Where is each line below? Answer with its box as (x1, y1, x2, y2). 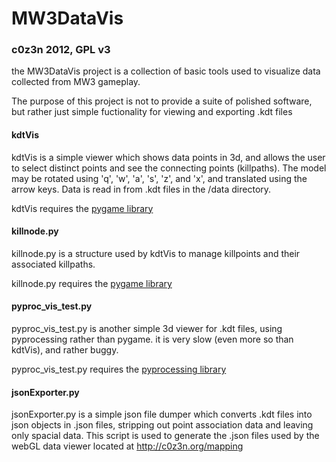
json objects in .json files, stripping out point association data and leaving (11, 419, 314, 431)
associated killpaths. (11, 258, 96, 270)
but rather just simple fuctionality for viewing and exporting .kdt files (11, 106, 293, 118)
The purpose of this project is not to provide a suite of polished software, (11, 95, 313, 107)
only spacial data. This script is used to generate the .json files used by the (11, 430, 320, 442)
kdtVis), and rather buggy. (11, 344, 119, 356)
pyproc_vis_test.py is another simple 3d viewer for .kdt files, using (11, 323, 283, 335)
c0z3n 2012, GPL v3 (11, 43, 111, 57)
